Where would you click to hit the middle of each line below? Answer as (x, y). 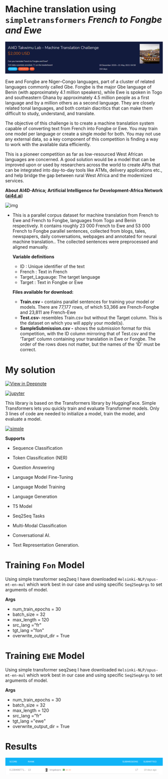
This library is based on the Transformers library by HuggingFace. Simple (81, 403)
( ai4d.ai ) (14, 196)
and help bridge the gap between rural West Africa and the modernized (79, 176)
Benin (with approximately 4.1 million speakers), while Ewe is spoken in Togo (84, 92)
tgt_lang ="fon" (28, 630)
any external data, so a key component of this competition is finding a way (82, 139)
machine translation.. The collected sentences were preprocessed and (85, 242)
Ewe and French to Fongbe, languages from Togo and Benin (74, 221)
